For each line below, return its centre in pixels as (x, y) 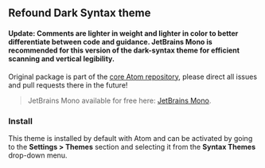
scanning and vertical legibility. (62, 58)
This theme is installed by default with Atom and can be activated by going (131, 138)
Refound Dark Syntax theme (80, 13)
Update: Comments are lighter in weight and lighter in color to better (123, 33)
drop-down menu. (38, 155)
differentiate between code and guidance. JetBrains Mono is (110, 41)
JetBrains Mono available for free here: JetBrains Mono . (119, 100)
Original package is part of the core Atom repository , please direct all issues (132, 76)
